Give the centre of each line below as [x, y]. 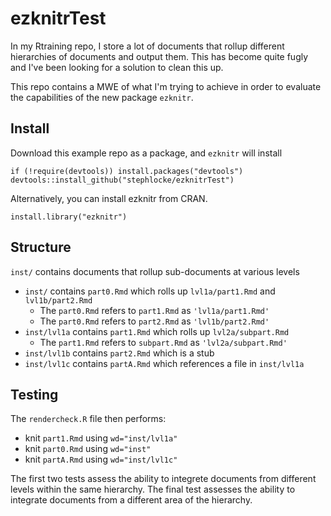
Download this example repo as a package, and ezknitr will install [146, 153]
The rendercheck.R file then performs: [88, 419]
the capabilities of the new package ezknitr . [102, 97]
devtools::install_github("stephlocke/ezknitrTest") [122, 180]
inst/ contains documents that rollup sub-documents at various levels [155, 271]
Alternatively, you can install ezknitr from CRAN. [109, 198]
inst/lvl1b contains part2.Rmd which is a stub [119, 353]
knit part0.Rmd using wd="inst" [88, 449]
